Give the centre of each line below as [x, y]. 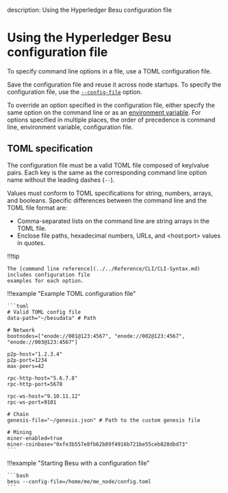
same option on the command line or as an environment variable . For [104, 112]
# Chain [18, 414]
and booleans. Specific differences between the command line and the [107, 200]
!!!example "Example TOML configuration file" [72, 293]
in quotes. [31, 242]
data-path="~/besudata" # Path [52, 318]
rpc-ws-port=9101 [32, 402]
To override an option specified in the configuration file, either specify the [111, 105]
